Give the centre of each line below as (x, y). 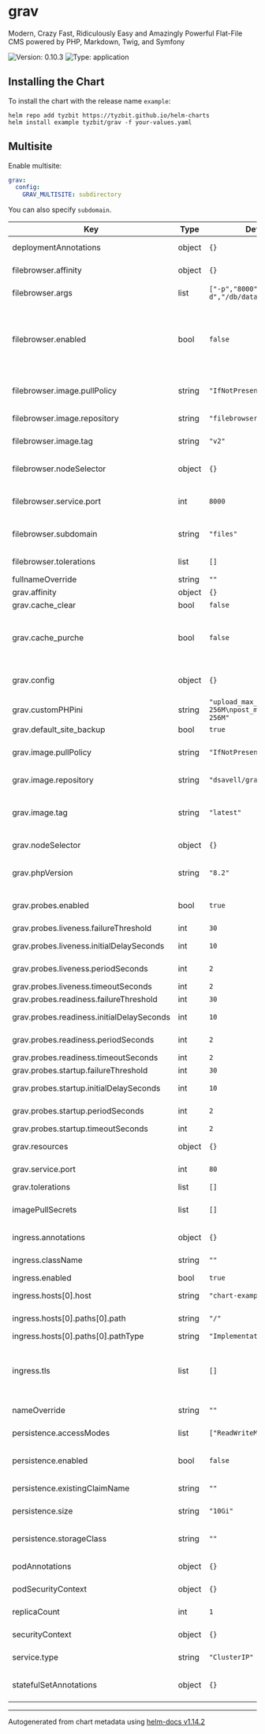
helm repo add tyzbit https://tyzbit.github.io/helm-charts (109, 115)
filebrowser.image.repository (66, 419)
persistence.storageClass (60, 1539)
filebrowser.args (43, 293)
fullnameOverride (45, 579)
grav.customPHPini (48, 710)
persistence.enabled (50, 1461)
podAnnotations (42, 1566)
